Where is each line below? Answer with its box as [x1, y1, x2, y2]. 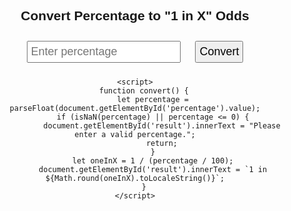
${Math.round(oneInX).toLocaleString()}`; [45, 173, 225, 183]
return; [145, 138, 179, 148]
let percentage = [116, 94, 189, 104]
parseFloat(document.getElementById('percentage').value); [9, 103, 261, 113]
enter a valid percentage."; [74, 129, 196, 139]
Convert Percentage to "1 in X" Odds [20, 8, 250, 24]
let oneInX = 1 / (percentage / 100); [71, 155, 234, 166]
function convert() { [98, 85, 189, 96]
